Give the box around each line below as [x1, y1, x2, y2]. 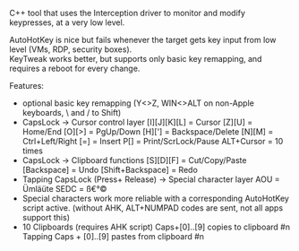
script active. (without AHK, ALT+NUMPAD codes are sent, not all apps [21, 203, 284, 213]
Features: [9, 81, 45, 91]
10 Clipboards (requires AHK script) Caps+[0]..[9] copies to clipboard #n [21, 221, 291, 232]
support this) [21, 212, 70, 222]
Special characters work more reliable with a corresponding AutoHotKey [21, 193, 289, 203]
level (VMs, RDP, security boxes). [9, 44, 132, 55]
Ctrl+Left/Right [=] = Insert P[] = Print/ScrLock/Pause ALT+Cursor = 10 [21, 136, 284, 146]
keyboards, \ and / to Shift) [21, 108, 122, 117]
